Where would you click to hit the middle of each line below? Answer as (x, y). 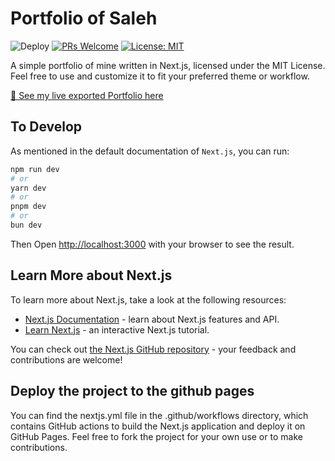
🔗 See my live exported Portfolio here (87, 95)
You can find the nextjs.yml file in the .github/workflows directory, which (159, 415)
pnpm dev (28, 207)
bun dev (26, 225)
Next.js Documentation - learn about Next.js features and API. (152, 319)
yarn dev (28, 188)
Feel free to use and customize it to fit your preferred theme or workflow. (160, 76)
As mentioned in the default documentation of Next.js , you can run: (150, 151)
